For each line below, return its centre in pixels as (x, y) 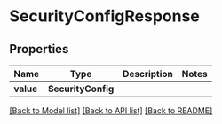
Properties (39, 49)
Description (148, 74)
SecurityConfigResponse (104, 16)
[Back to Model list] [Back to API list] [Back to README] (111, 111)
